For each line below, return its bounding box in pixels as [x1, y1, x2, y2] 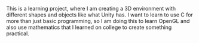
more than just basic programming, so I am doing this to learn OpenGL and [6, 18, 190, 24]
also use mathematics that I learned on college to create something [6, 24, 172, 31]
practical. [6, 30, 30, 37]
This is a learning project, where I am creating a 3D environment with [6, 5, 176, 12]
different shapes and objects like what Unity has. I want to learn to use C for [6, 11, 193, 18]
